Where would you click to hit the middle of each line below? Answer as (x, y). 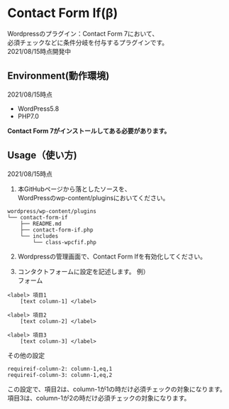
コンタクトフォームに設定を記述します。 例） (83, 271)
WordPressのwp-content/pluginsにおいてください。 (93, 197)
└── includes (39, 236)
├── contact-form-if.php (57, 230)
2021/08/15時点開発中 (39, 51)
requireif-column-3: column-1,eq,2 (60, 375)
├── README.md (41, 224)
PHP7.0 (28, 116)
